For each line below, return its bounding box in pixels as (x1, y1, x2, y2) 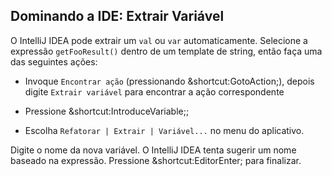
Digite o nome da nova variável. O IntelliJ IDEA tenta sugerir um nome (10, 144, 297, 156)
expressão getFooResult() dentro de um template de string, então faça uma (10, 45, 323, 57)
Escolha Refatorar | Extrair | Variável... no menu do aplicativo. (24, 124, 305, 136)
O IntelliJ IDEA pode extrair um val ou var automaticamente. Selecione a (10, 34, 308, 46)
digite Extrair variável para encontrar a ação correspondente (24, 85, 285, 98)
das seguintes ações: (10, 55, 98, 68)
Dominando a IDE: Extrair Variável (10, 8, 225, 25)
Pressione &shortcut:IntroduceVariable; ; (24, 105, 190, 117)
